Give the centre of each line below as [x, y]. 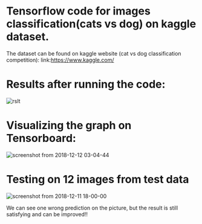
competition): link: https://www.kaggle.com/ [60, 60]
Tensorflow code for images [79, 11]
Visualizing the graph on [69, 126]
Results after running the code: [86, 84]
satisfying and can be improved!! [47, 214]
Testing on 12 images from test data [98, 179]
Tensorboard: [41, 139]
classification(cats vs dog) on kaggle [101, 24]
